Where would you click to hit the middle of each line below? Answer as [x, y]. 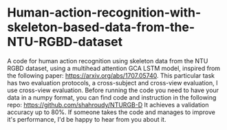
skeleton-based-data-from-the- [101, 27]
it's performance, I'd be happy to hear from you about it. [87, 119]
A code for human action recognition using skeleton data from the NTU [108, 61]
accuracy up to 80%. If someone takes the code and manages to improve [111, 112]
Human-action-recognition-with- [104, 13]
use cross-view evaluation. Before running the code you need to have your [113, 90]
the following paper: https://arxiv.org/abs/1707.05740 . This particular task [111, 75]
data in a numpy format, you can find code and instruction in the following [112, 97]
